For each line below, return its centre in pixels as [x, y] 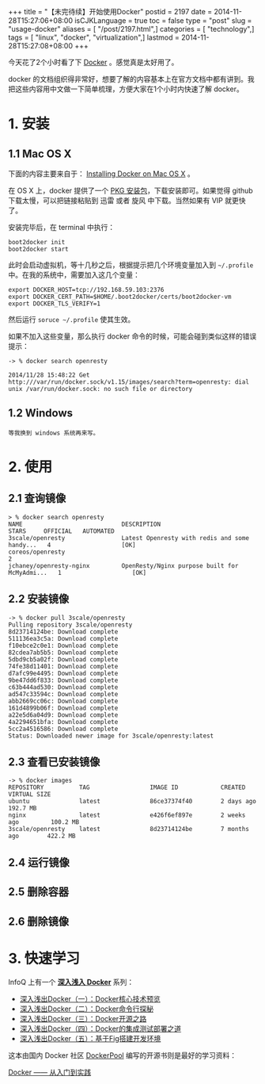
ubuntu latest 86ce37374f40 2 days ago [132, 802]
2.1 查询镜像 [37, 498]
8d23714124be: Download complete [63, 632]
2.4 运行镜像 [39, 862]
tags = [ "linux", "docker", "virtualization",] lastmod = [94, 37]
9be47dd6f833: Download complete [63, 680]
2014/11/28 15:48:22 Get [49, 375]
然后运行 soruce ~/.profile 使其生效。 [72, 319]
